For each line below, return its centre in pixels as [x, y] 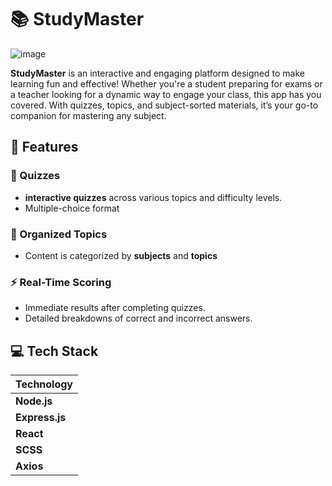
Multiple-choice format [72, 208]
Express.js [41, 418]
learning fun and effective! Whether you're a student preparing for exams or [166, 83]
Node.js [34, 401]
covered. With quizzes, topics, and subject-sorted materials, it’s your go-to [164, 105]
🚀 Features [44, 147]
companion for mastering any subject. [88, 115]
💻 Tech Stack [54, 351]
